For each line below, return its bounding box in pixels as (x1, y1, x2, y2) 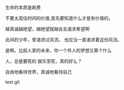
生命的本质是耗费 (5, 5, 41, 10)
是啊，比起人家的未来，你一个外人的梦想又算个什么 (5, 48, 112, 53)
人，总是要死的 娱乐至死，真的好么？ (5, 58, 82, 64)
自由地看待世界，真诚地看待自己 (5, 69, 72, 75)
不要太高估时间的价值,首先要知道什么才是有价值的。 (5, 15, 113, 21)
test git (5, 79, 20, 85)
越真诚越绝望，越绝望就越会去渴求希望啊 (5, 26, 90, 32)
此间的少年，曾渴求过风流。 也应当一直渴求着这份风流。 (5, 37, 122, 42)
